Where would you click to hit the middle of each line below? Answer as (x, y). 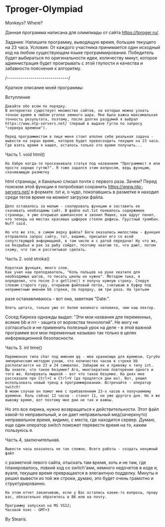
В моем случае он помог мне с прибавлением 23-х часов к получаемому (78, 391)
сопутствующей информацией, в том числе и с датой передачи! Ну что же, (82, 241)
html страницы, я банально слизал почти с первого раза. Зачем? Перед (81, 181)
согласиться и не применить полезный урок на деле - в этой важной (78, 327)
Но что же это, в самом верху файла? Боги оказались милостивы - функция (83, 232)
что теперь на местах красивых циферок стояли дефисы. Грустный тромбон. (83, 219)
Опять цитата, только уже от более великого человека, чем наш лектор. (80, 308)
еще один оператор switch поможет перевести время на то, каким (76, 425)
